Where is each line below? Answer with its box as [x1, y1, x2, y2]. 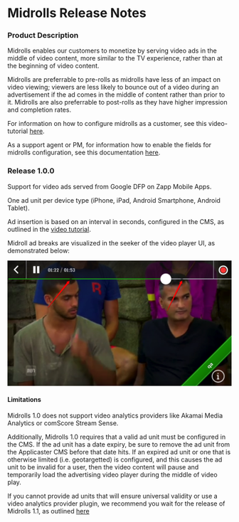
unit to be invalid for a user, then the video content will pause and [7, 463, 199, 471]
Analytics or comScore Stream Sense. [7, 419, 119, 427]
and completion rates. [7, 105, 72, 114]
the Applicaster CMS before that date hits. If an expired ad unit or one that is [7, 448, 231, 456]
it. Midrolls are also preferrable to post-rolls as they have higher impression [7, 98, 228, 107]
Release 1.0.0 [7, 166, 55, 176]
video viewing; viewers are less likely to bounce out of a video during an [7, 83, 219, 92]
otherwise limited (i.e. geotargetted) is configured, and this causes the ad [7, 455, 223, 464]
